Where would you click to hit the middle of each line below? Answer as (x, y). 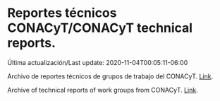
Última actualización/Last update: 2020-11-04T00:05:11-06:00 (98, 62)
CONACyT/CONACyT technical (100, 28)
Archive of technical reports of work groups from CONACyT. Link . (103, 90)
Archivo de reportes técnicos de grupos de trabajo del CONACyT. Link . (110, 76)
